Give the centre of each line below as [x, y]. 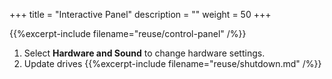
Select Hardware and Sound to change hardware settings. [144, 53]
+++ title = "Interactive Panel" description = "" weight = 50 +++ [140, 14]
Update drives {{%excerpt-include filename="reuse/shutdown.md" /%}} [172, 63]
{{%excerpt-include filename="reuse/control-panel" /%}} [128, 33]
